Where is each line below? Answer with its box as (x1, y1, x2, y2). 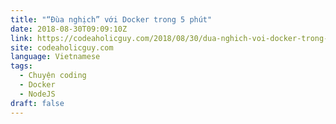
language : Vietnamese (10, 52, 101, 62)
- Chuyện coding (19, 71, 87, 81)
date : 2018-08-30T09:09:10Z (10, 24, 128, 34)
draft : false (10, 98, 65, 108)
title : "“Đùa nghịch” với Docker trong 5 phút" (10, 14, 213, 25)
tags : (10, 61, 33, 71)
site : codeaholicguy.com (10, 42, 114, 53)
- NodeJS (19, 89, 56, 99)
